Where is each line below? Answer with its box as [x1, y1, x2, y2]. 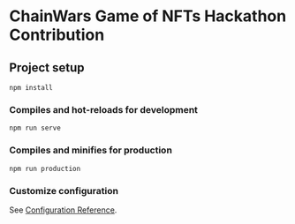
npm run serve [9, 123, 62, 133]
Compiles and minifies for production [9, 144, 172, 156]
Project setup [9, 60, 86, 75]
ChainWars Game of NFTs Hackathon [9, 6, 287, 26]
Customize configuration [9, 184, 119, 197]
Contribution [9, 25, 105, 45]
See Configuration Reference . [9, 205, 117, 215]
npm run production [9, 164, 81, 173]
